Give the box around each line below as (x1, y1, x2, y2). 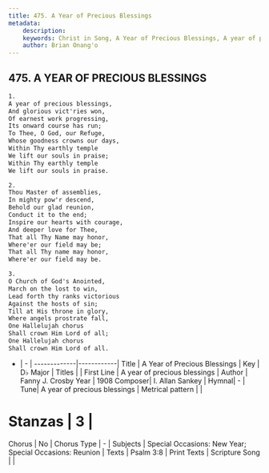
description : (22, 26, 66, 34)
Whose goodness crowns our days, (8, 137, 120, 145)
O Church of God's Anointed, (8, 278, 106, 286)
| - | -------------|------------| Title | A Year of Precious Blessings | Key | (19, 359, 260, 368)
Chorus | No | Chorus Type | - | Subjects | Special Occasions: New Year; (8, 439, 247, 448)
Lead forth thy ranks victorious (8, 292, 120, 300)
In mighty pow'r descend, (8, 196, 94, 204)
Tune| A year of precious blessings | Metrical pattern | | (19, 384, 203, 394)
